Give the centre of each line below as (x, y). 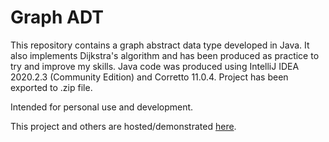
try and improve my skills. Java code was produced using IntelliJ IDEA (155, 66)
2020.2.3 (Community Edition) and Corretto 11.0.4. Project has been (149, 77)
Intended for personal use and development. (102, 107)
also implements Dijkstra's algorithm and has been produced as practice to (165, 55)
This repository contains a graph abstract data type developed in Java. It (160, 45)
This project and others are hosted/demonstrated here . (123, 126)
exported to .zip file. (51, 87)
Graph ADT (57, 17)
